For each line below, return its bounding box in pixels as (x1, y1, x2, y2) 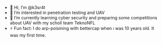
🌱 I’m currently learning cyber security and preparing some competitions (9, 15, 158, 20)
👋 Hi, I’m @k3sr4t (9, 5, 46, 10)
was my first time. (9, 32, 46, 38)
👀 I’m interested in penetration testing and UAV (9, 10, 105, 15)
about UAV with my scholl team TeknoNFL (9, 20, 96, 26)
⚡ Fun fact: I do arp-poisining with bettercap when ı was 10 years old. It (9, 26, 154, 31)
